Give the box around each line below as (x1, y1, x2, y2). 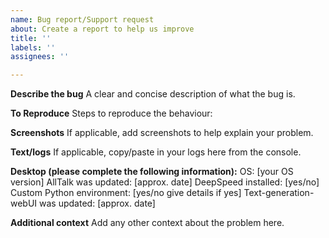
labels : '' (10, 42, 56, 53)
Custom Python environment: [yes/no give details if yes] (10, 187, 242, 199)
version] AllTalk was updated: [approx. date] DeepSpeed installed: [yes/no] (10, 176, 320, 188)
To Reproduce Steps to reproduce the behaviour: (10, 107, 213, 120)
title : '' (10, 33, 52, 43)
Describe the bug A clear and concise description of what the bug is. (10, 88, 296, 100)
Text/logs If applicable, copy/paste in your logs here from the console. (10, 146, 302, 158)
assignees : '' (10, 52, 70, 62)
